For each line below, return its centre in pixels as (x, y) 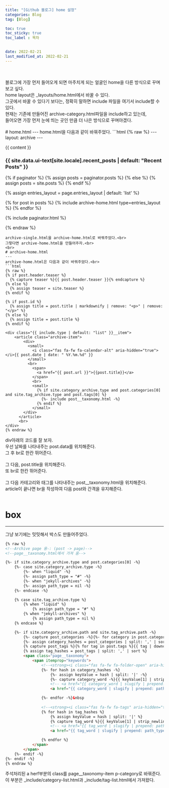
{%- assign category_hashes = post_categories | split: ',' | (90, 642)
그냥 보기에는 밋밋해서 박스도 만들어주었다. (47, 534)
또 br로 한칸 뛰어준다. (26, 470)
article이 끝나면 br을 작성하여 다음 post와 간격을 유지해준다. (64, 489)
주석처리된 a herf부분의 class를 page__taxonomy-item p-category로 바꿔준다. (83, 774)
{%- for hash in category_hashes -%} (81, 670)
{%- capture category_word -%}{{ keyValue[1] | (101, 679)
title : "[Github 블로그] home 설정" (41, 10)
